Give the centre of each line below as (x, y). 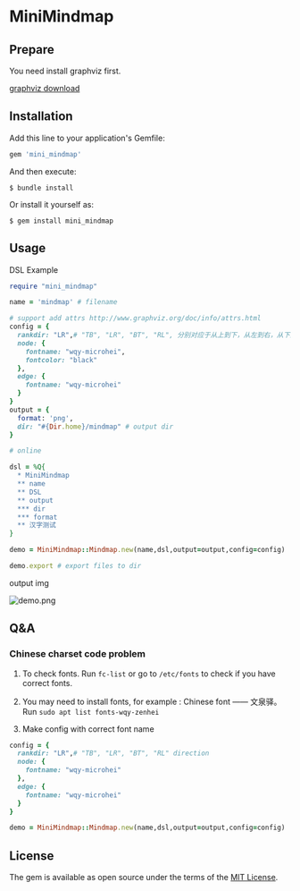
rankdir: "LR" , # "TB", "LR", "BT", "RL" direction (113, 753)
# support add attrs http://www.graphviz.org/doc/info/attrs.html (135, 318)
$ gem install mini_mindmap (62, 221)
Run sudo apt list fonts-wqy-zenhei (91, 711)
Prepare (32, 50)
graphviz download (45, 88)
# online (25, 451)
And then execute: (43, 171)
